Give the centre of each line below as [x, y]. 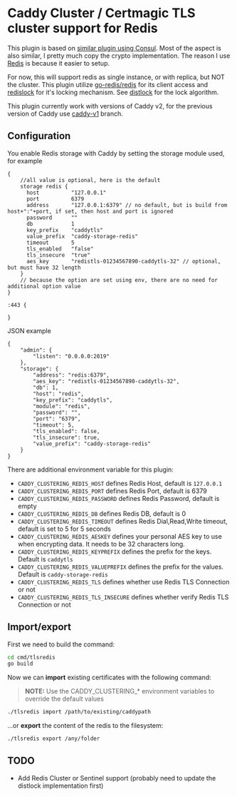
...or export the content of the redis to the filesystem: [85, 726]
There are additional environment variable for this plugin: [91, 469]
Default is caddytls [45, 559]
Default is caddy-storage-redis [63, 574]
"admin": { [36, 350]
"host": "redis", [58, 394]
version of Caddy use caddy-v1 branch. [65, 113]
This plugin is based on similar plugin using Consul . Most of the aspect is [115, 48]
